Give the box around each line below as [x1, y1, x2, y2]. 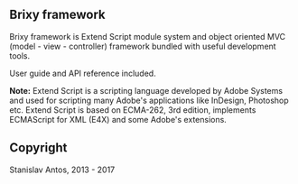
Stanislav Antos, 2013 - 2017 [9, 164, 116, 175]
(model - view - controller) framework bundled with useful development [9, 41, 277, 51]
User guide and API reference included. [9, 68, 156, 78]
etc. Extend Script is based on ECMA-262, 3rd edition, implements [9, 104, 256, 115]
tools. [9, 50, 31, 61]
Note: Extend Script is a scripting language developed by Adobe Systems [9, 85, 283, 96]
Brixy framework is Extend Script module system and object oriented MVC [9, 31, 286, 41]
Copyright [9, 140, 68, 156]
